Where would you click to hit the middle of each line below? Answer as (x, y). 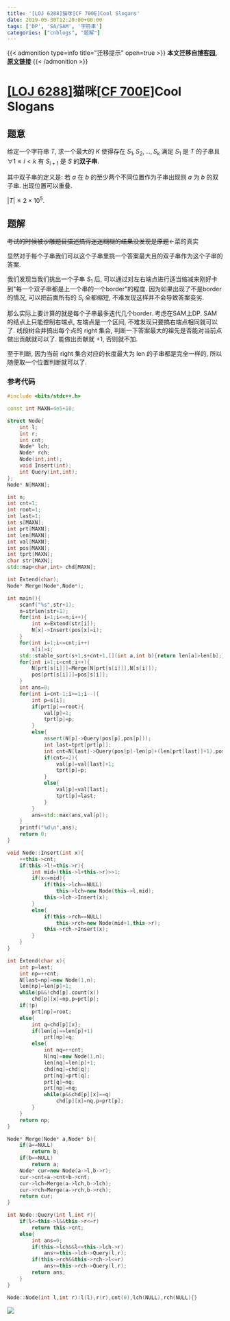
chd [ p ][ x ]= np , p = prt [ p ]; (65, 999)
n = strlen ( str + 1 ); (44, 611)
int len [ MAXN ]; (29, 535)
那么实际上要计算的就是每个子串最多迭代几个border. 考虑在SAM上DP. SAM (112, 313)
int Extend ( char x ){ (37, 960)
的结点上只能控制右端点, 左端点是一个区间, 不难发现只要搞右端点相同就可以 (112, 322)
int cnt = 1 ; (23, 504)
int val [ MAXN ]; (29, 542)
